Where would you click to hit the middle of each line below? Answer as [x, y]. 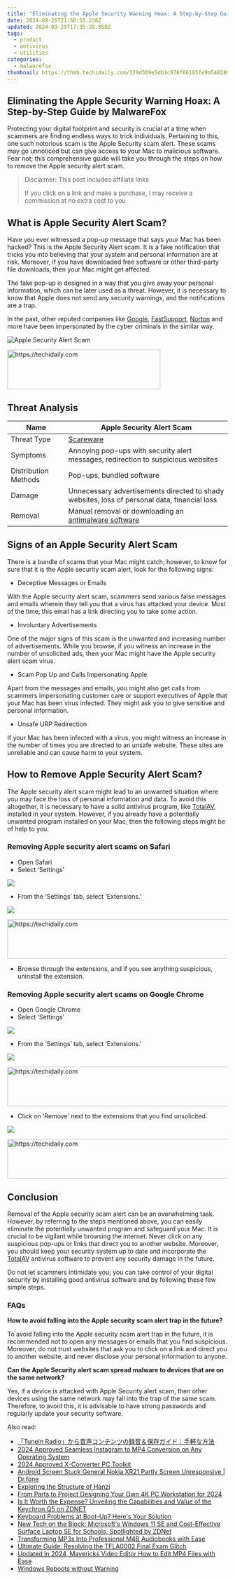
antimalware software [104, 520]
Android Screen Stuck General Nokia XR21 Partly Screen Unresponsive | [121, 1472]
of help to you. [28, 829]
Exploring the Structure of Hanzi [64, 1487]
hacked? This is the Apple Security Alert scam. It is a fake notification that [114, 247]
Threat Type [31, 439]
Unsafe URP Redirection [52, 724]
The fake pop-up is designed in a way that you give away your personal [111, 283]
